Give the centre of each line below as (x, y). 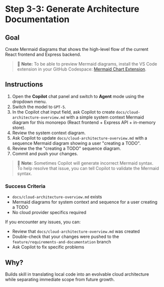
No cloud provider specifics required (49, 213)
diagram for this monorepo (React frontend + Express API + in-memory (84, 122)
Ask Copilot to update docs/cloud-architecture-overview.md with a (80, 138)
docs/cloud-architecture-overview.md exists (57, 197)
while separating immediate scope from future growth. (60, 279)
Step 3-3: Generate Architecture (72, 9)
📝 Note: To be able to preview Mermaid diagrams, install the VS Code (87, 64)
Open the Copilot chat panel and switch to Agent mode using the (78, 96)
